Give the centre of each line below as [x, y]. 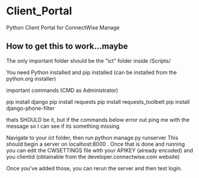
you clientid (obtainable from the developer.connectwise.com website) [93, 156]
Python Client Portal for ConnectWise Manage [63, 27]
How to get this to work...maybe [67, 46]
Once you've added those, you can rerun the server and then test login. [94, 168]
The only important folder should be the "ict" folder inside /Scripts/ [88, 60]
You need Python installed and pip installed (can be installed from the [92, 72]
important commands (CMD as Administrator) [62, 90]
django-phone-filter [30, 108]
